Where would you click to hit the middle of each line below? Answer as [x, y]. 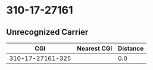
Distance [131, 49]
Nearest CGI [95, 49]
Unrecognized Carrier [47, 32]
